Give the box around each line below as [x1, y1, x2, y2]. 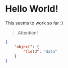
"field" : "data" [23, 49, 57, 54]
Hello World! [5, 3, 58, 15]
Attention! [17, 29, 38, 36]
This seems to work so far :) [5, 20, 63, 26]
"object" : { [14, 44, 39, 49]
